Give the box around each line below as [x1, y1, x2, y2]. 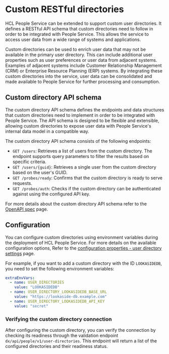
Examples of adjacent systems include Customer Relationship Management [5, 62, 162, 68]
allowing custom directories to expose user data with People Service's [5, 123, 151, 129]
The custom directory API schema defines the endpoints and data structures [5, 106, 164, 112]
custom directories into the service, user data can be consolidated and [5, 73, 152, 79]
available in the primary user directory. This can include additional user [5, 52, 153, 58]
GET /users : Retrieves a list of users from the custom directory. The [12, 148, 152, 154]
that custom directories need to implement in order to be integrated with [5, 112, 155, 118]
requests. [12, 180, 33, 186]
